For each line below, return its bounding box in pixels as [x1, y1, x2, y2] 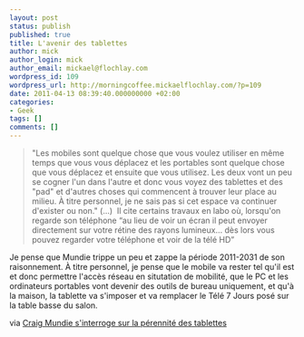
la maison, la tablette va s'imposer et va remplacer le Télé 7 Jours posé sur [9, 291, 289, 301]
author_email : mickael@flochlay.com [9, 64, 148, 73]
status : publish [9, 22, 71, 31]
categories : [9, 97, 54, 107]
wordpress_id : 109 [9, 72, 79, 82]
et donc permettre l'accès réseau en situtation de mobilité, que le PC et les [9, 271, 289, 282]
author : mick [9, 47, 59, 56]
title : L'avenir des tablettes [9, 38, 128, 48]
